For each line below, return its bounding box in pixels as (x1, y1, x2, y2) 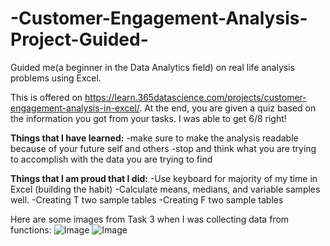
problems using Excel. (10, 72, 102, 84)
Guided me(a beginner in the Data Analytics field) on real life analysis (10, 61, 295, 73)
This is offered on (10, 91, 83, 103)
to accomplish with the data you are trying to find (10, 153, 213, 165)
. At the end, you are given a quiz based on (139, 102, 317, 114)
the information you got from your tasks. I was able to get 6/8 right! (10, 112, 287, 124)
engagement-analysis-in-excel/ (10, 102, 140, 114)
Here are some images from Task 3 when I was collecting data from (10, 213, 290, 225)
